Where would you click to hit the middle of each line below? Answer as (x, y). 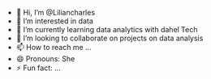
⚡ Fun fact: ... (38, 68)
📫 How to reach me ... (54, 47)
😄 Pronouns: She (45, 59)
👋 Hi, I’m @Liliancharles (56, 12)
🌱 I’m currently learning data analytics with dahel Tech (107, 29)
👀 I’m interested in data (54, 21)
